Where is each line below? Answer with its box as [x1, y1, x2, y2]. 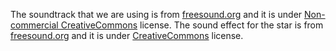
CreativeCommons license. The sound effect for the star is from [60, 19, 324, 31]
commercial [10, 19, 59, 31]
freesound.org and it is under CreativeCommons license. [10, 30, 244, 41]
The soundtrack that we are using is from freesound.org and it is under [10, 9, 303, 20]
